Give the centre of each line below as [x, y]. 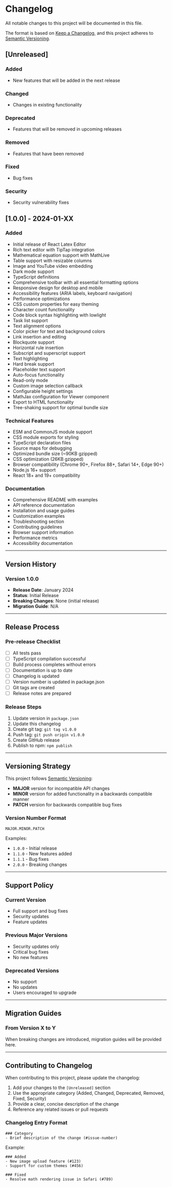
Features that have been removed [48, 154]
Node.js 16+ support [34, 470]
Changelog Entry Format [36, 1123]
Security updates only [36, 946]
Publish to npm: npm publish [42, 745]
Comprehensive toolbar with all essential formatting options [76, 282]
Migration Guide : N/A [36, 606]
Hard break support [34, 364]
